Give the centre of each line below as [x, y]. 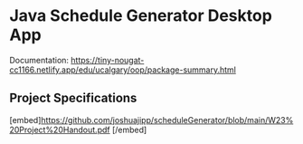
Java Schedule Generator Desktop [141, 16]
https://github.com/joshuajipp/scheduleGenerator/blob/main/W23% [167, 120]
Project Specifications [73, 98]
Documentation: [39, 60]
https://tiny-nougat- [108, 60]
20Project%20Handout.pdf [60, 130]
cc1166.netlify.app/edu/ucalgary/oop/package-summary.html [123, 70]
